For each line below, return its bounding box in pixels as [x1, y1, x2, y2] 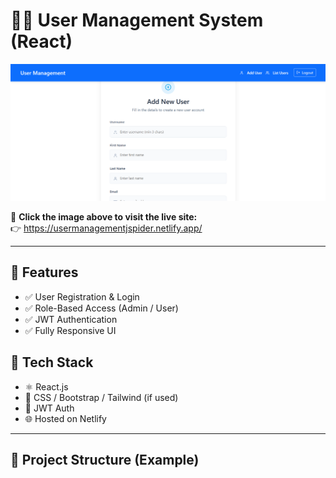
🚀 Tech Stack [10, 354, 94, 371]
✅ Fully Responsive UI [24, 324, 117, 336]
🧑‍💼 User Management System [10, 9, 264, 32]
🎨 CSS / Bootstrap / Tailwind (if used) [24, 391, 179, 403]
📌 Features [10, 264, 79, 281]
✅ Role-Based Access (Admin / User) [24, 302, 179, 314]
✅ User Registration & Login [24, 290, 140, 303]
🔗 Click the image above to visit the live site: [10, 210, 198, 223]
